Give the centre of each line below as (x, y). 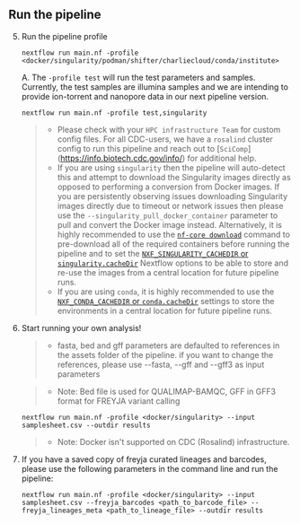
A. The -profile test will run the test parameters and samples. (138, 77)
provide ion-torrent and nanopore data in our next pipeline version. (145, 96)
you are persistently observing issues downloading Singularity (172, 196)
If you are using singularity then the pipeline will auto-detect (171, 167)
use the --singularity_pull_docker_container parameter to (168, 215)
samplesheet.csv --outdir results (86, 425)
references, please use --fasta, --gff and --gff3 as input (161, 364)
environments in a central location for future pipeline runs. (165, 310)
